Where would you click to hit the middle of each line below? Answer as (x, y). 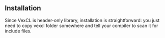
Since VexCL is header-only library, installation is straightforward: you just (82, 20)
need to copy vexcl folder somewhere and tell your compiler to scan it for (81, 25)
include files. (18, 31)
